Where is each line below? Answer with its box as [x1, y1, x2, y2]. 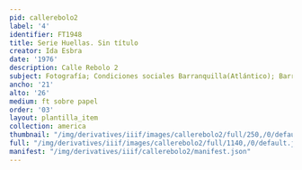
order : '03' [9, 105, 54, 114]
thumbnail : [9, 130, 50, 139]
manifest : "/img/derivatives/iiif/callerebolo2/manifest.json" [9, 147, 252, 156]
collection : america [9, 122, 87, 131]
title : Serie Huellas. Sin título [9, 38, 139, 48]
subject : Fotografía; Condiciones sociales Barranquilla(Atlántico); [9, 72, 276, 81]
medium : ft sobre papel [9, 96, 99, 106]
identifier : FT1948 [9, 30, 83, 39]
